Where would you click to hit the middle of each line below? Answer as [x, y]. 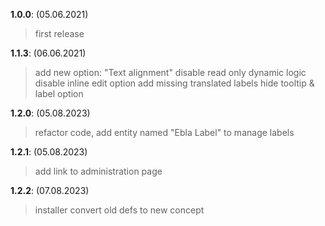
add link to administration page [98, 171]
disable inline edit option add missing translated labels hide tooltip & [174, 83]
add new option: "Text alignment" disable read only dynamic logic [170, 72]
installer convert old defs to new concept [119, 210]
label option [59, 93]
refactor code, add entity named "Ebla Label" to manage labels [164, 132]
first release [59, 33]
